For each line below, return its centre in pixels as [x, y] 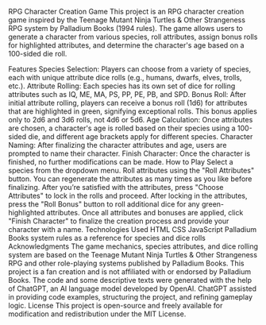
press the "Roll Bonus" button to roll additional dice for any [104, 204]
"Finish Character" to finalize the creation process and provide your [119, 221]
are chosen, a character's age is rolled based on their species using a [122, 128]
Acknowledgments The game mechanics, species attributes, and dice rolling [133, 246]
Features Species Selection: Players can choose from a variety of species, [130, 69]
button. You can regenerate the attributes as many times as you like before [130, 179]
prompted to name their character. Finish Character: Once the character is [129, 153]
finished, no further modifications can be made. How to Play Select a [121, 162]
